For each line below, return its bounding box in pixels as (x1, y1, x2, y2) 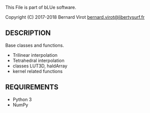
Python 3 (12, 96, 32, 102)
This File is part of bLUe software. (5, 5, 76, 10)
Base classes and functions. (5, 42, 65, 48)
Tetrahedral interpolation (12, 57, 65, 63)
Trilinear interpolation (12, 52, 57, 58)
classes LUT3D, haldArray (12, 63, 68, 69)
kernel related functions (12, 68, 63, 74)
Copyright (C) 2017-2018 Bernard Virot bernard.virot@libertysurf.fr (5, 14, 145, 20)
